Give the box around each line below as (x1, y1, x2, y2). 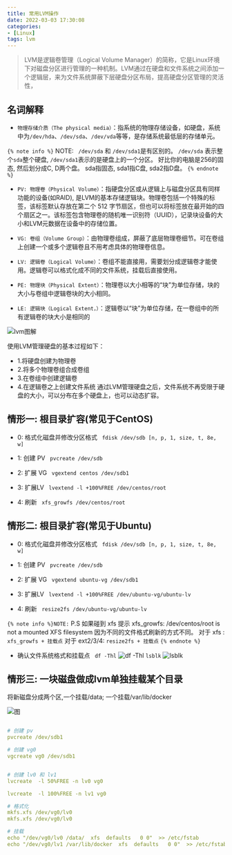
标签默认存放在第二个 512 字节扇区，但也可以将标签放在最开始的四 (35, 202, 224, 210)
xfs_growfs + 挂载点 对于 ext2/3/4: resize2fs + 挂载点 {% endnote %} (7, 637, 201, 645)
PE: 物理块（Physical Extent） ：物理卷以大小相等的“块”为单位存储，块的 (17, 281, 220, 289)
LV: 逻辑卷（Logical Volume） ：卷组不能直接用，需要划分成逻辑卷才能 (17, 257, 212, 265)
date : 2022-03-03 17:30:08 (7, 17, 85, 24)
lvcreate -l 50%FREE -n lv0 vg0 (7, 778, 104, 784)
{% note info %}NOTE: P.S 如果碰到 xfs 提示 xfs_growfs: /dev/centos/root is (7, 619, 220, 628)
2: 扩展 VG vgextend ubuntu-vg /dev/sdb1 (17, 575, 139, 583)
